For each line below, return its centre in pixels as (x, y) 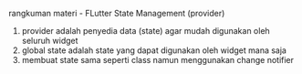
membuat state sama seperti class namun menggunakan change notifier (157, 60)
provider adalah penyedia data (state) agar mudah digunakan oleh (146, 31)
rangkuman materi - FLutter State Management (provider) (117, 13)
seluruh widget (50, 41)
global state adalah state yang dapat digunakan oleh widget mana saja (154, 50)
